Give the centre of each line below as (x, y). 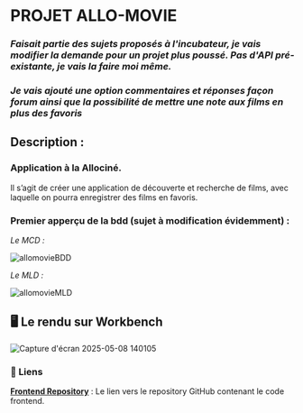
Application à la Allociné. (66, 168)
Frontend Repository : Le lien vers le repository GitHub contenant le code (147, 391)
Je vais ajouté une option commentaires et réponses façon (142, 91)
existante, (33, 67)
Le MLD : (27, 275)
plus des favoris (46, 114)
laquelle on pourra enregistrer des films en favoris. (104, 197)
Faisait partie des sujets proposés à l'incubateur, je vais (136, 44)
